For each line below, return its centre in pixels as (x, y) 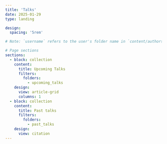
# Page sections (22, 51)
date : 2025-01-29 (23, 14)
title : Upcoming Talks (42, 69)
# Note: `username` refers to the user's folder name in (65, 42)
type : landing (20, 19)
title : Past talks (37, 110)
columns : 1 (30, 97)
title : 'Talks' (21, 10)
